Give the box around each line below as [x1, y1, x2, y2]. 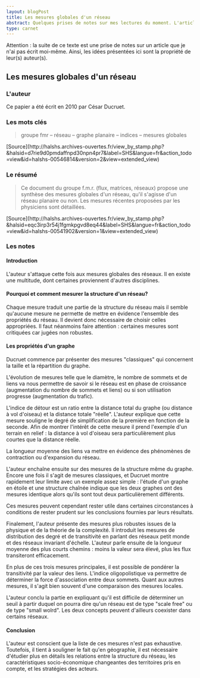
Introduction [6, 257, 37, 264]
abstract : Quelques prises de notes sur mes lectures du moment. [6, 20, 171, 26]
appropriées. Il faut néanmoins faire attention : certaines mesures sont [6, 323, 179, 330]
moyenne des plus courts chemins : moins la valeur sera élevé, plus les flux [6, 546, 192, 553]
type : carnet [6, 25, 39, 32]
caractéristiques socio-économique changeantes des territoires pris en [6, 659, 181, 666]
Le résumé [6, 171, 37, 179]
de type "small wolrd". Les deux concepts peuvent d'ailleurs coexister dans [6, 606, 191, 614]
